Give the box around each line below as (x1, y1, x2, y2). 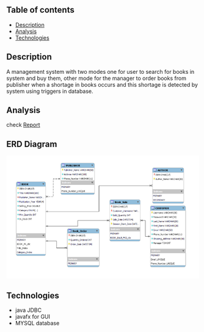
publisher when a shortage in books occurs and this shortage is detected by (6, 81, 199, 88)
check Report (6, 121, 41, 129)
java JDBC (15, 306, 42, 314)
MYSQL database (15, 320, 60, 327)
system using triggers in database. (6, 87, 93, 95)
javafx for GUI (15, 313, 51, 320)
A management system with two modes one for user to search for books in (6, 68, 195, 75)
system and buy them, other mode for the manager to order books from (6, 74, 186, 82)
